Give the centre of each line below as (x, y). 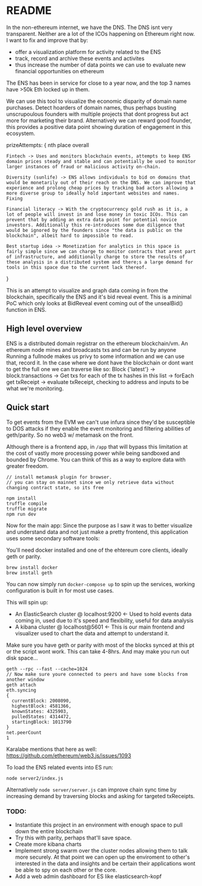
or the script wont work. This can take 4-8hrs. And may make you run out (98, 651)
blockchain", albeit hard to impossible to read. (70, 236)
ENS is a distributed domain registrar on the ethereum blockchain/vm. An (97, 343)
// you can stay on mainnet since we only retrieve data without (90, 482)
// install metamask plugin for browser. (59, 477)
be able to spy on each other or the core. (66, 870)
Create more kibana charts (48, 844)
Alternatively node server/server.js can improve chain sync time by (91, 789)
